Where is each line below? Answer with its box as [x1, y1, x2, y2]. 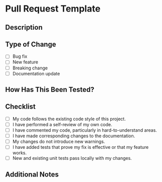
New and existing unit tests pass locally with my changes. [12, 155, 132, 161]
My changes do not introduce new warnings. [12, 139, 105, 145]
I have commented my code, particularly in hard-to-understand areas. [12, 127, 157, 133]
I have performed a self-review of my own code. [12, 121, 112, 127]
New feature [12, 59, 39, 65]
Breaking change [12, 65, 48, 71]
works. [12, 150, 27, 156]
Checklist [5, 103, 36, 111]
